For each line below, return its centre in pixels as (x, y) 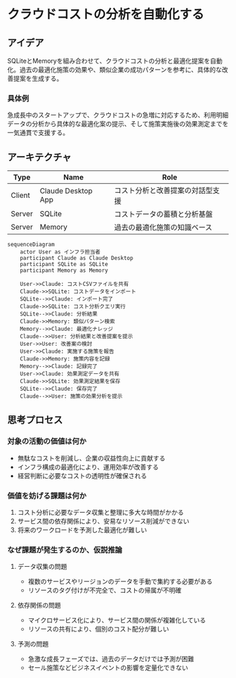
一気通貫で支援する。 (38, 133)
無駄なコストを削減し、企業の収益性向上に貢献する (91, 458)
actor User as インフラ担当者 (60, 252)
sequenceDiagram (31, 245)
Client (20, 196)
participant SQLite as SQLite (64, 265)
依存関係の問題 (39, 605)
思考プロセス (35, 420)
